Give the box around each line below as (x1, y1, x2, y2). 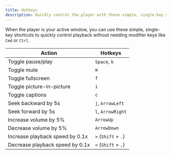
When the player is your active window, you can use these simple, (5, 26, 144, 32)
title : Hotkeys (5, 7, 38, 13)
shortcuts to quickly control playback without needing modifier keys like (14, 32, 166, 38)
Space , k (95, 58, 114, 65)
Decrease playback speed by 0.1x (8, 141, 91, 148)
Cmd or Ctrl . (5, 37, 30, 43)
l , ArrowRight (95, 108, 127, 115)
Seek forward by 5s (8, 108, 55, 115)
